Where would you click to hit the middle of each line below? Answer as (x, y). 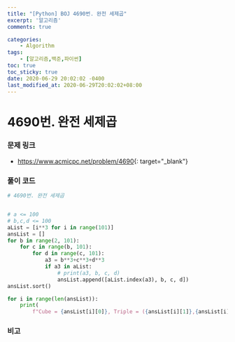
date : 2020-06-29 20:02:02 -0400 (56, 78)
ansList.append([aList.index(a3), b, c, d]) (123, 280)
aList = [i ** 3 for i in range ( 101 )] (60, 227)
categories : (24, 39)
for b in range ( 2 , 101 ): (43, 240)
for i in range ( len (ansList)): (53, 299)
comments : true (29, 27)
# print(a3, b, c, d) (88, 273)
